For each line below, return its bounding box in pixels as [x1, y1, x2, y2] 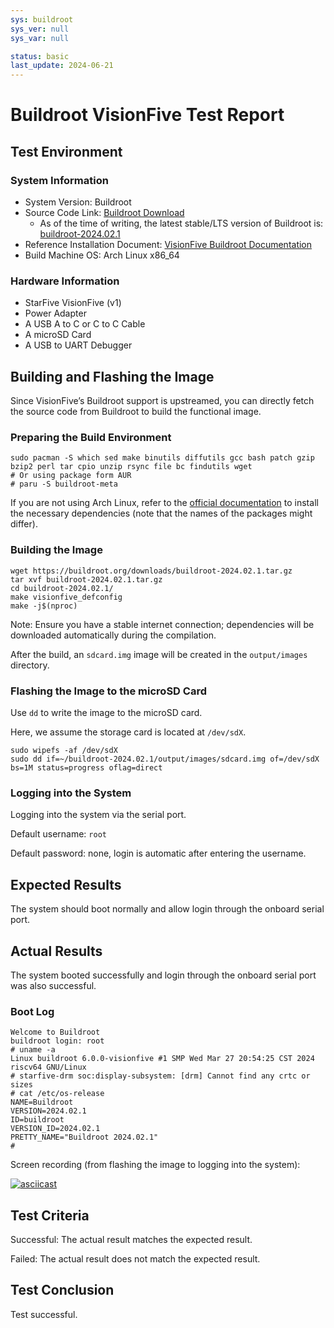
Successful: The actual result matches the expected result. [10, 1234, 253, 1246]
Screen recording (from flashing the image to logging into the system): [10, 1159, 301, 1171]
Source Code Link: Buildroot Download [24, 207, 185, 218]
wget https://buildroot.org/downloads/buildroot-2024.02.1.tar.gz [10, 566, 293, 576]
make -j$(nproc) [10, 601, 78, 611]
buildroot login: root [10, 1036, 105, 1046]
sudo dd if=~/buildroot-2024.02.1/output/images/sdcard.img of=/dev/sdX [10, 754, 320, 764]
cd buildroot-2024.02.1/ [10, 583, 114, 593]
